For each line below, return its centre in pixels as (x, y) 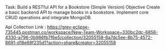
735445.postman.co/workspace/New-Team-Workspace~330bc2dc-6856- (82, 32)
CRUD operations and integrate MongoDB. (48, 17)
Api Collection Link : (26, 27)
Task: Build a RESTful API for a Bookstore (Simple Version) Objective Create (83, 7)
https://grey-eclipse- (68, 27)
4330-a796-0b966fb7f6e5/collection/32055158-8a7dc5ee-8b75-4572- (79, 37)
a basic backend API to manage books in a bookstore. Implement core (77, 12)
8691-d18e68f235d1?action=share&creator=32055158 (61, 43)
